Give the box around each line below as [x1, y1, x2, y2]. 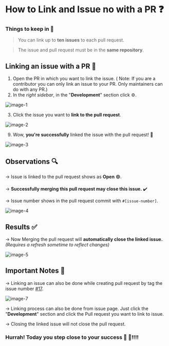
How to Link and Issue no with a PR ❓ [5, 4, 164, 15]
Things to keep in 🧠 [5, 26, 54, 33]
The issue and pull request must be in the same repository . [17, 47, 144, 53]
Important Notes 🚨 [5, 266, 65, 275]
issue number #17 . [5, 285, 44, 292]
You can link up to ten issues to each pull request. [17, 37, 124, 43]
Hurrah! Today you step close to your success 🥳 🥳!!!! [5, 334, 139, 341]
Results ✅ [5, 222, 37, 231]
